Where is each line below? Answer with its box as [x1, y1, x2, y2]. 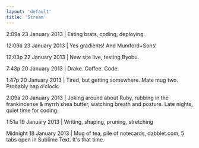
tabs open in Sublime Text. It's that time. [6, 136, 105, 143]
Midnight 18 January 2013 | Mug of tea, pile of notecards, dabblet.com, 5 [6, 130, 185, 137]
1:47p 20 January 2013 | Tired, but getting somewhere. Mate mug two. [6, 76, 178, 83]
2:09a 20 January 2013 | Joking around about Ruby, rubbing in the [6, 94, 169, 101]
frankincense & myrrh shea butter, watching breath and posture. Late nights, [6, 100, 193, 107]
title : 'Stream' [6, 14, 46, 20]
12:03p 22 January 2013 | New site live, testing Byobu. [6, 53, 140, 60]
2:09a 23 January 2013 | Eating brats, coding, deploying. [6, 30, 146, 37]
